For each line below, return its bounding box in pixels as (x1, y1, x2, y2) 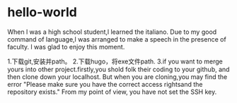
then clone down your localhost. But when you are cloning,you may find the (7, 72, 228, 81)
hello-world (7, 4, 78, 20)
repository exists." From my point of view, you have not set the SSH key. (7, 87, 217, 96)
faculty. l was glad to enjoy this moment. (7, 42, 125, 51)
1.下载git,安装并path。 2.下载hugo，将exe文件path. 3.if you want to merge (7, 57, 223, 66)
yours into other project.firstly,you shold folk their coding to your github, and (7, 65, 230, 73)
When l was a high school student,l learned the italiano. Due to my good (7, 28, 217, 36)
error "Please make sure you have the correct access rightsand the (7, 80, 203, 88)
